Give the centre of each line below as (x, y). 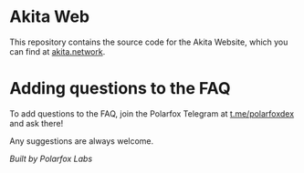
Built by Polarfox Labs (51, 158)
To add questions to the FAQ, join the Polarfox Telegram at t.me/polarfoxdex (152, 113)
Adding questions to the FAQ (120, 89)
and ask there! (37, 123)
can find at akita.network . (58, 51)
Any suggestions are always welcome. (82, 141)
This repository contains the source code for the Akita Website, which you (149, 42)
